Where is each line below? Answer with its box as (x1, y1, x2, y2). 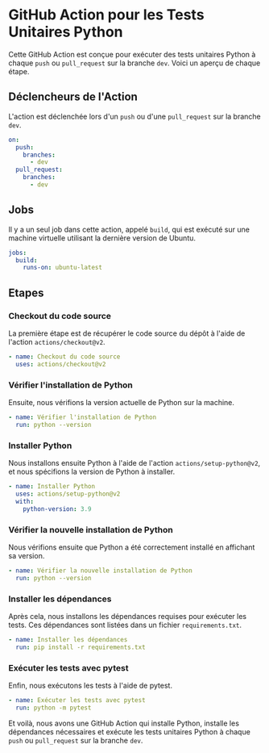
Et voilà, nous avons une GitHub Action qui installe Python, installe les (8, 718, 240, 728)
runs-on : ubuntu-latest (23, 264, 103, 272)
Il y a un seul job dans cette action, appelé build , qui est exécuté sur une (8, 224, 250, 234)
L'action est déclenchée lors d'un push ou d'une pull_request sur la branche (8, 111, 262, 121)
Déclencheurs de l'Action (8, 90, 139, 104)
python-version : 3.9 (23, 504, 92, 513)
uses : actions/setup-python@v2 (15, 490, 121, 498)
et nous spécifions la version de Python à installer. (8, 466, 176, 477)
